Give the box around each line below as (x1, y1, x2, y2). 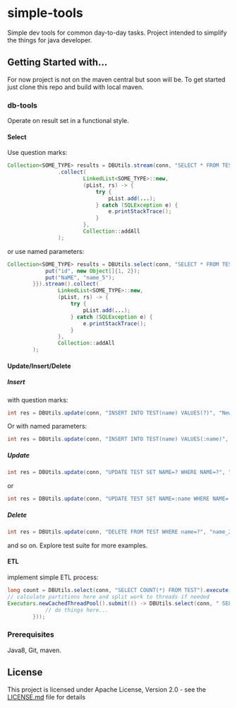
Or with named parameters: (7, 422, 87, 431)
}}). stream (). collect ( (32, 281, 99, 288)
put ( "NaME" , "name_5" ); (44, 274, 115, 281)
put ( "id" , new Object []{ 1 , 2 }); (44, 267, 140, 274)
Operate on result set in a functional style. (7, 117, 129, 125)
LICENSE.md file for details (7, 692, 86, 701)
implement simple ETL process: (7, 573, 99, 581)
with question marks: (7, 395, 68, 404)
